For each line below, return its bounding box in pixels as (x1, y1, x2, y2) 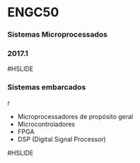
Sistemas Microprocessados (7, 30, 108, 40)
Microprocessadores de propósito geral (17, 112, 134, 120)
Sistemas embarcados (7, 82, 86, 92)
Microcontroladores (17, 120, 76, 128)
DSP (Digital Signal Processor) (17, 135, 106, 143)
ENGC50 (7, 4, 59, 21)
